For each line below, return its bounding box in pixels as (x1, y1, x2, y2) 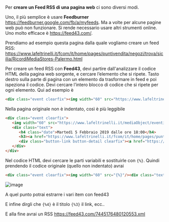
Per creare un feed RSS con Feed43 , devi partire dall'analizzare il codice (5, 65, 156, 71)
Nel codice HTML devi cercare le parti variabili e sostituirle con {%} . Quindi (5, 157, 160, 163)
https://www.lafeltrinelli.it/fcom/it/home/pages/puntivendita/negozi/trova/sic (5, 50, 163, 56)
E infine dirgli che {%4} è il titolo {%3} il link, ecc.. (5, 201, 105, 207)
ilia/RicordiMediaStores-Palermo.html (5, 56, 83, 62)
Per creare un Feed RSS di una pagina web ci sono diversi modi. (5, 5, 139, 10)
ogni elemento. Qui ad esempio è (5, 87, 74, 93)
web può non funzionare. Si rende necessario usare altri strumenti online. (5, 25, 157, 31)
